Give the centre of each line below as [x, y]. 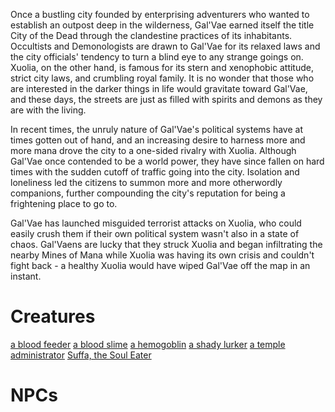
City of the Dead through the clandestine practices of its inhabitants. [151, 35]
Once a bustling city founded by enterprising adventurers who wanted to [160, 14]
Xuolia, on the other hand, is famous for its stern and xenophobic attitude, [162, 67]
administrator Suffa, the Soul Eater [81, 355]
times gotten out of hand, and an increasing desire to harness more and [158, 140]
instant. [26, 276]
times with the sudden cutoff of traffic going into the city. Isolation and [155, 172]
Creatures [53, 316]
